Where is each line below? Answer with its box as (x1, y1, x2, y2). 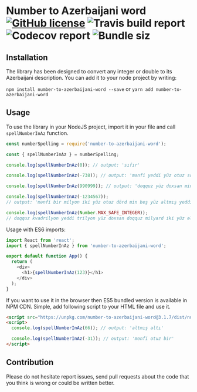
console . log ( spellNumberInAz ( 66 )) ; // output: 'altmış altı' (11, 325, 164, 331)
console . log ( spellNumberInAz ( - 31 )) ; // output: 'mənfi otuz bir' (11, 336, 175, 342)
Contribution (6, 357, 54, 367)
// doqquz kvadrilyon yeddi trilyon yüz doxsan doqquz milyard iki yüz (6, 215, 185, 221)
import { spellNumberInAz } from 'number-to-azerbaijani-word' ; (6, 242, 167, 249)
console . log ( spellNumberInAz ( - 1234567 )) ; (6, 194, 109, 200)
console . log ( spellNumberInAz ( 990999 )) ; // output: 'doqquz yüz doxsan (6, 183, 182, 189)
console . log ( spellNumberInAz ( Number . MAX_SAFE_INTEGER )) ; (6, 209, 148, 215)
